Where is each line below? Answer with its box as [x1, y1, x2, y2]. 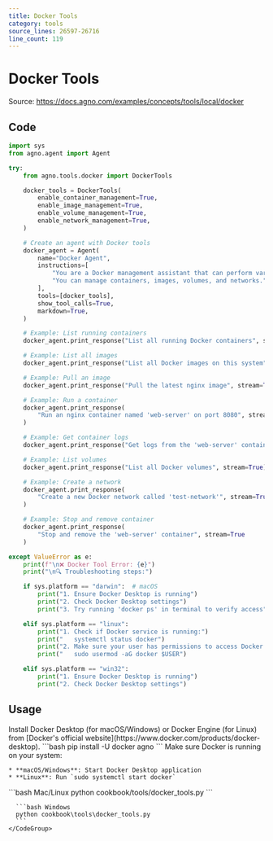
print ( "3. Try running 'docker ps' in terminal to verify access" [37, 605, 267, 613]
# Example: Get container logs [23, 433, 129, 442]
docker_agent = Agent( [23, 246, 100, 255]
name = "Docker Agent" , [37, 254, 111, 262]
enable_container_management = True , [37, 194, 158, 202]
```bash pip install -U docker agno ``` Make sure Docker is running [41, 742, 262, 751]
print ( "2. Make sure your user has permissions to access [37, 642, 238, 651]
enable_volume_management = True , [37, 209, 148, 217]
